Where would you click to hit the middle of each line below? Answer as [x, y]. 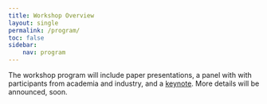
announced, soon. [38, 92]
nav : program [44, 52]
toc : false [26, 38]
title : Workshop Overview [51, 15]
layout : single [33, 23]
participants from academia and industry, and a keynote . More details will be [134, 83]
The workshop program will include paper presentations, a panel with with [130, 75]
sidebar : [23, 45]
